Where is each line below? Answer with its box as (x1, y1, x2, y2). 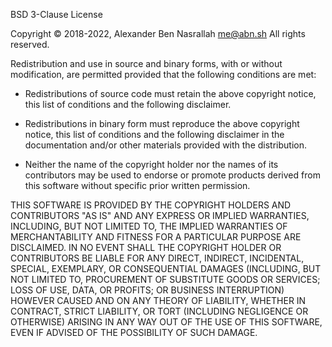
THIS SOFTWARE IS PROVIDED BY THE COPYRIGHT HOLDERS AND (10, 199, 292, 211)
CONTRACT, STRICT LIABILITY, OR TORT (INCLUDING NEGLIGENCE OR (10, 305, 309, 317)
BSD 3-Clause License (10, 9, 103, 20)
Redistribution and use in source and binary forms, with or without (10, 58, 283, 69)
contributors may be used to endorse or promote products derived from (24, 169, 321, 181)
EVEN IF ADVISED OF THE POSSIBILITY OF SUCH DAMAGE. (10, 327, 258, 338)
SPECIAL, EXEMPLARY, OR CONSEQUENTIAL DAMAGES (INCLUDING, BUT (10, 263, 322, 274)
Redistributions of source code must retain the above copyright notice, (24, 88, 317, 99)
